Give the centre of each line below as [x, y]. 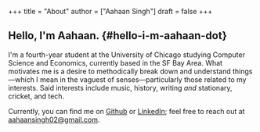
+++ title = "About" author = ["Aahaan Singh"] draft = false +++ [110, 11]
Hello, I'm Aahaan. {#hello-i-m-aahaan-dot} [117, 36]
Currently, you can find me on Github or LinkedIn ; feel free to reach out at [126, 111]
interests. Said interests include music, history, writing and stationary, [120, 87]
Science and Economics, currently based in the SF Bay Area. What [116, 62]
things [242, 71]
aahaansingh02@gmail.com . [54, 120]
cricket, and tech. [36, 96]
